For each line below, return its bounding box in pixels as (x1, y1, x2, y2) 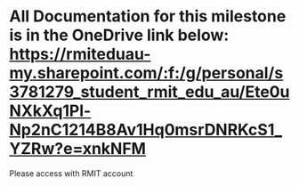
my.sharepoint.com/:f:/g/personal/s (9, 63, 284, 84)
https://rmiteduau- (9, 44, 151, 64)
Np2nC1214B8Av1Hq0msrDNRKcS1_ (9, 120, 283, 140)
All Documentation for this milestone (9, 6, 287, 27)
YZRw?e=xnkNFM (9, 139, 147, 159)
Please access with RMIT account (9, 167, 133, 179)
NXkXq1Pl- (9, 101, 92, 121)
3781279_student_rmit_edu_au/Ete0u (9, 82, 290, 102)
